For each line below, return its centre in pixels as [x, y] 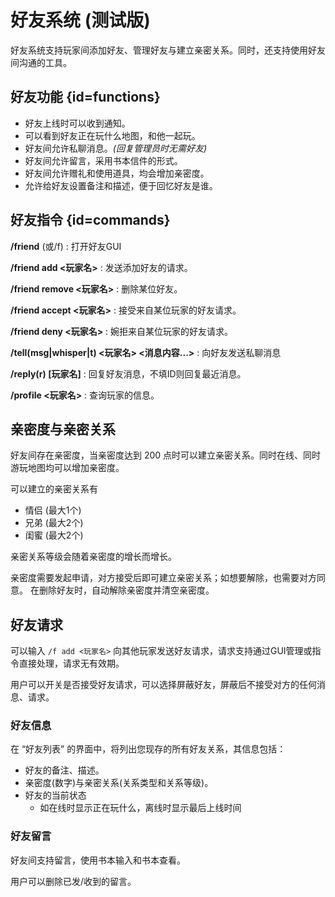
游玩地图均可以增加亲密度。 [67, 468]
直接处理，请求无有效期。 [71, 663]
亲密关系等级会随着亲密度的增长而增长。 [93, 557]
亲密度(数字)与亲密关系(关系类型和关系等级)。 [119, 783]
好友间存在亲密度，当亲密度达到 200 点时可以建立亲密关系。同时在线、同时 [166, 455]
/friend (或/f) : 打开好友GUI [66, 246]
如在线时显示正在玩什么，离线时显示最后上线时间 [140, 808]
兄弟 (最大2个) [54, 523]
